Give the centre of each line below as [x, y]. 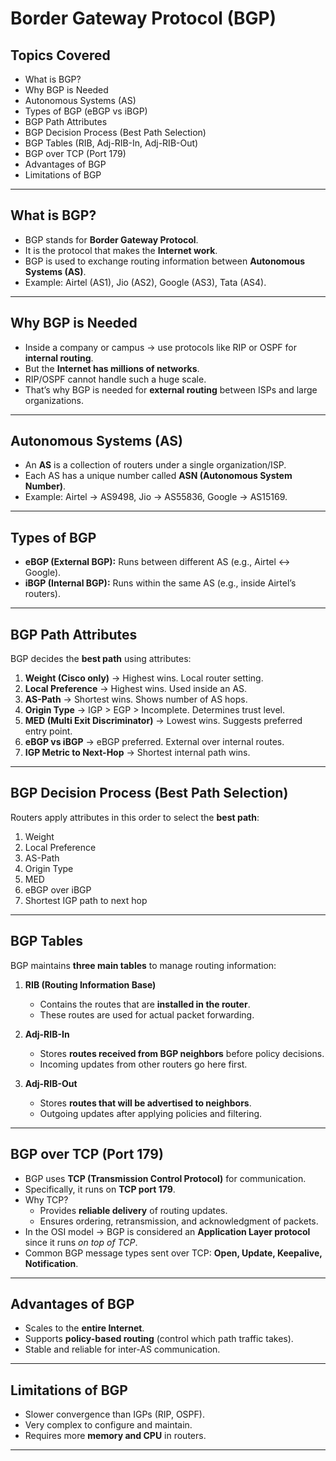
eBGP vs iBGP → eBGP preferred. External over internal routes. [154, 742]
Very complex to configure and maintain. [108, 1425]
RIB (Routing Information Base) [90, 984]
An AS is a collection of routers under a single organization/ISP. [155, 465]
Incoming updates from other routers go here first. [143, 1064]
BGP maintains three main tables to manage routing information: [143, 965]
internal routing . [59, 358]
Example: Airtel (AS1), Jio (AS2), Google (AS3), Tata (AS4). [145, 282]
